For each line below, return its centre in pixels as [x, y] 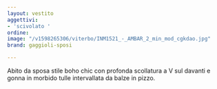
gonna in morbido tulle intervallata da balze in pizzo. [81, 78]
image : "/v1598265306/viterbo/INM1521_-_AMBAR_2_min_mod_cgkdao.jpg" [109, 39]
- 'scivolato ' [29, 26]
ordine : [18, 33]
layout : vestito [30, 13]
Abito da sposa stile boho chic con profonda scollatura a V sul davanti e [109, 71]
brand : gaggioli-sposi [40, 45]
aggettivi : [23, 20]
